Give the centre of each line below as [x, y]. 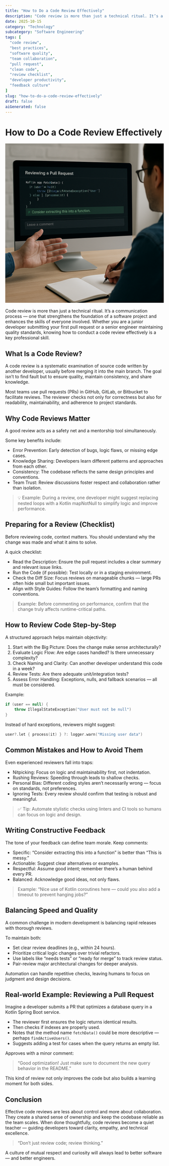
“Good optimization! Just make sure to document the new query [84, 1063]
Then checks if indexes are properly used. [56, 1027]
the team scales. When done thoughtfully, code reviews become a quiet [80, 1123]
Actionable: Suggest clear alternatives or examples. [66, 863]
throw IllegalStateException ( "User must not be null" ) [73, 710]
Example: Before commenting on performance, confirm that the [83, 604]
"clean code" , [24, 69]
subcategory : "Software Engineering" [45, 32]
